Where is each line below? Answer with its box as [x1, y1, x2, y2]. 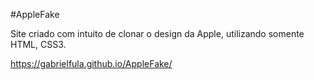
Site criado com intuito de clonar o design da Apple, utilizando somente [10, 28, 305, 39]
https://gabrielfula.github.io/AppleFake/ [10, 58, 173, 69]
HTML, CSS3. [10, 39, 67, 50]
